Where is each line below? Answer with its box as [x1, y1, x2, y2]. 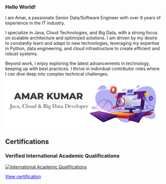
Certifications [5, 138, 49, 146]
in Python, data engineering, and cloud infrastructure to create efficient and [5, 46, 160, 52]
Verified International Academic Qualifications [5, 153, 120, 160]
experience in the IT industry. [5, 20, 66, 26]
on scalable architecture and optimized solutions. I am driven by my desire [5, 35, 158, 41]
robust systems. [5, 51, 38, 57]
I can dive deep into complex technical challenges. [5, 71, 109, 77]
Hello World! [5, 3, 36, 10]
